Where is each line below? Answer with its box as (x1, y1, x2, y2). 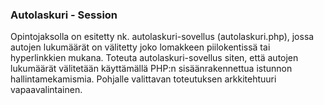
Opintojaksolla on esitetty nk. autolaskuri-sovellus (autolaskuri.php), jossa (10, 31, 315, 43)
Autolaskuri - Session (10, 8, 118, 22)
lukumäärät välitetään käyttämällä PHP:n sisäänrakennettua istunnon (10, 63, 293, 75)
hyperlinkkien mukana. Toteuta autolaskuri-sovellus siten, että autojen (10, 52, 299, 64)
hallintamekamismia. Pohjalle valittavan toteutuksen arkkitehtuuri (10, 73, 277, 85)
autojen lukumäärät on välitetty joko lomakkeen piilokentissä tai (10, 41, 271, 53)
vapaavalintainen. (10, 84, 83, 96)
